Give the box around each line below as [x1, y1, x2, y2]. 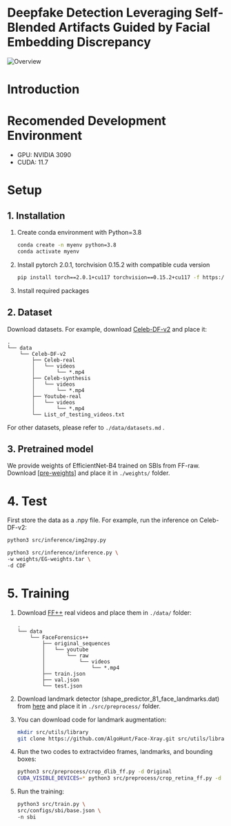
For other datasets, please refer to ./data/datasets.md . [7, 423, 165, 431]
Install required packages [17, 286, 90, 295]
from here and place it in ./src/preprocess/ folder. [17, 701, 161, 710]
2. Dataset [7, 307, 52, 318]
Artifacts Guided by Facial [58, 19, 210, 35]
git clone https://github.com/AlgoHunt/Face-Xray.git [17, 735, 175, 742]
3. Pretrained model [7, 443, 94, 455]
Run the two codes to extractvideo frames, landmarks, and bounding [17, 748, 213, 756]
